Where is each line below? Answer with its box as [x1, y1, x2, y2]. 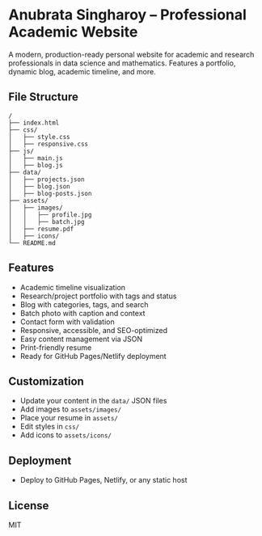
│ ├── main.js [8, 154, 63, 162]
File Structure [8, 91, 78, 104]
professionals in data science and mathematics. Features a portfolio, [8, 58, 236, 68]
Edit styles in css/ [19, 422, 79, 432]
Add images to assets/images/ [19, 404, 122, 414]
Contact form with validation [19, 317, 115, 327]
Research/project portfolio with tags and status [19, 291, 177, 301]
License [8, 499, 49, 513]
